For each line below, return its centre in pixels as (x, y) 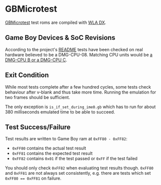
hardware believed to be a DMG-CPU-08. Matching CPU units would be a (79, 55)
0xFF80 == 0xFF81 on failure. (33, 178)
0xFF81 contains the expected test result (52, 153)
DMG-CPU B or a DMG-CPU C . (36, 60)
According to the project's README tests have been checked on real (74, 49)
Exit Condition (27, 75)
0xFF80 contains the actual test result (49, 148)
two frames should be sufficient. (38, 97)
